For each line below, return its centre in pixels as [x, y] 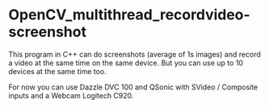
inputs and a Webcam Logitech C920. [71, 95]
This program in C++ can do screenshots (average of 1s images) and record [134, 54]
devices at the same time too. [57, 71]
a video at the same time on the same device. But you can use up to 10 [126, 63]
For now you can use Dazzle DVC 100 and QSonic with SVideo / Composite [133, 87]
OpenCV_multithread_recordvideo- [129, 15]
